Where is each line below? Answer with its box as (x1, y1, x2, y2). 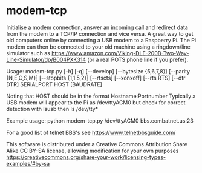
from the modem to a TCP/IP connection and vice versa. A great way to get (6, 30, 194, 37)
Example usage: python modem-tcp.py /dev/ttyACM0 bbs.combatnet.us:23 (6, 117, 194, 124)
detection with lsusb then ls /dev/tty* (6, 105, 99, 112)
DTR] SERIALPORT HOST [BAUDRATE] (6, 80, 103, 88)
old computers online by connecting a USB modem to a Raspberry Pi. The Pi (6, 36, 197, 44)
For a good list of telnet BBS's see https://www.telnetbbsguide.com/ (6, 129, 176, 136)
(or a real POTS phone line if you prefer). (87, 56, 189, 63)
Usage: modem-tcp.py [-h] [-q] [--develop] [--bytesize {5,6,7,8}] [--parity (6, 67, 191, 75)
